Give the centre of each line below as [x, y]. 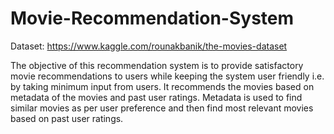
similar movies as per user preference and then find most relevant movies [162, 108]
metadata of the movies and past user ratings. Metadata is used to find [156, 97]
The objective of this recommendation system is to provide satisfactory [157, 65]
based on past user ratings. [67, 118]
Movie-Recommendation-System [152, 18]
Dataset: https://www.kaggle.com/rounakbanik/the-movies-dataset [149, 46]
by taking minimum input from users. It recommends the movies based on [162, 86]
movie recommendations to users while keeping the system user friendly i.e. [167, 76]
